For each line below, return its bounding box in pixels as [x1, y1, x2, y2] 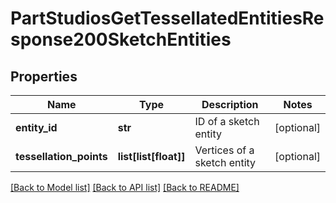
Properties [10, 68, 78, 85]
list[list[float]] [117, 150, 186, 163]
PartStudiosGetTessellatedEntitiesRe [10, 7, 325, 30]
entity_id [15, 121, 58, 134]
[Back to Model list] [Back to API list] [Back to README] [10, 182, 240, 193]
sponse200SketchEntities [10, 28, 232, 51]
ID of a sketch [194, 115, 260, 128]
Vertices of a [194, 143, 255, 157]
